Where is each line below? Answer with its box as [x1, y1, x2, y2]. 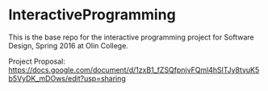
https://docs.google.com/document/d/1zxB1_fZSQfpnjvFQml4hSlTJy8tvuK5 [8, 64, 260, 74]
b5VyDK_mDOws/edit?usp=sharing [8, 73, 127, 83]
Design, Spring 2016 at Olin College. [8, 40, 129, 50]
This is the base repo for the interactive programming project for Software [8, 32, 254, 42]
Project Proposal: [8, 56, 66, 66]
